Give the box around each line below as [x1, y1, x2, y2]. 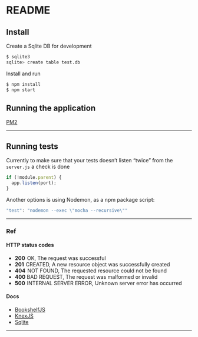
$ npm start [6, 86, 35, 93]
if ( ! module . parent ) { [6, 175, 62, 181]
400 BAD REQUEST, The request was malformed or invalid [14, 273, 158, 280]
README [6, 4, 51, 17]
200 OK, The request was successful [14, 254, 106, 262]
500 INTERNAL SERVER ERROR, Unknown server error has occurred [14, 279, 182, 286]
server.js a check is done [6, 163, 70, 171]
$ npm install [6, 81, 41, 87]
